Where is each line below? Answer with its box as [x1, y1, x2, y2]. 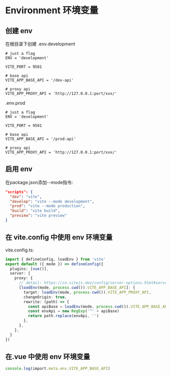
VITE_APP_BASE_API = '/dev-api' [5, 78, 74, 83]
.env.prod [5, 100, 25, 106]
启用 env [5, 165, 33, 173]
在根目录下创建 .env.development [5, 41, 75, 47]
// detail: [18, 280, 42, 286]
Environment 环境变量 [5, 5, 99, 16]
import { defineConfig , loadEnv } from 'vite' [5, 257, 106, 262]
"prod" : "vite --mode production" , [10, 204, 85, 209]
